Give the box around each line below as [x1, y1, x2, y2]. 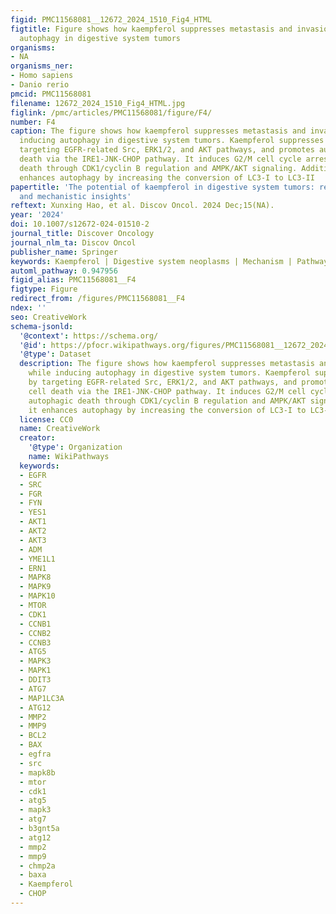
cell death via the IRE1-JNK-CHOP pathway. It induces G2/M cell [28, 386, 307, 396]
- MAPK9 [19, 582, 52, 592]
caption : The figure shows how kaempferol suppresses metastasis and [10, 126, 307, 136]
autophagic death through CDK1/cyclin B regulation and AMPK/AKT [28, 396, 307, 406]
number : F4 [10, 117, 56, 127]
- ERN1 [19, 563, 47, 573]
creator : [19, 433, 56, 443]
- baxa [19, 870, 47, 880]
